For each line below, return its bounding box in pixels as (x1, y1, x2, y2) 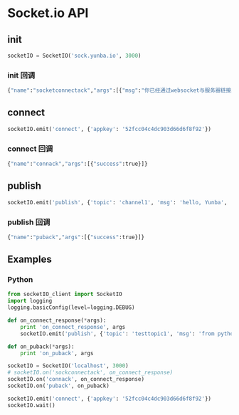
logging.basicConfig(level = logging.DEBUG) (7, 304, 135, 311)
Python (7, 275, 33, 285)
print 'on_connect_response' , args (20, 323, 126, 330)
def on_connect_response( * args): (7, 317, 107, 325)
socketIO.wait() (7, 401, 55, 409)
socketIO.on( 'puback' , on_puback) (7, 382, 110, 389)
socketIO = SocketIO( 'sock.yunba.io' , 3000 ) (7, 52, 142, 59)
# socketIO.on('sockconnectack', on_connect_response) (7, 369, 174, 377)
